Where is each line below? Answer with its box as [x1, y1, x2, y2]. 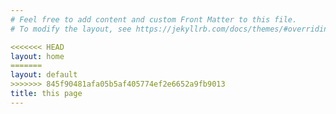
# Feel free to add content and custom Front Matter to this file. [10, 14, 298, 25]
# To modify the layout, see [10, 24, 132, 34]
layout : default [10, 70, 78, 80]
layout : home [10, 51, 65, 61]
